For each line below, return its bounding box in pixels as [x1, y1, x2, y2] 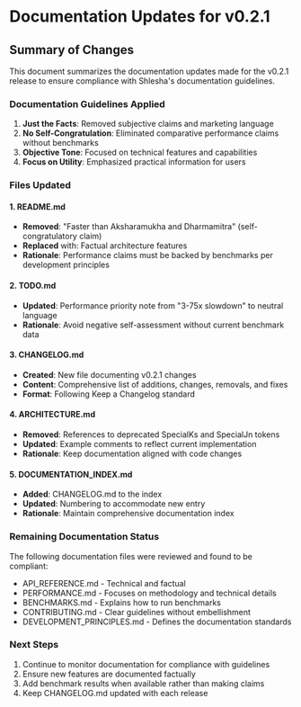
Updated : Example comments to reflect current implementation [22, 439, 257, 450]
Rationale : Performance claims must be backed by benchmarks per [22, 250, 274, 261]
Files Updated [9, 179, 72, 192]
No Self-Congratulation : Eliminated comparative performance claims [22, 128, 279, 139]
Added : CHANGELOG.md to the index [22, 488, 163, 500]
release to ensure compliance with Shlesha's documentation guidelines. [9, 76, 276, 86]
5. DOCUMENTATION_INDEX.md [9, 469, 133, 479]
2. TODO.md [9, 281, 57, 291]
